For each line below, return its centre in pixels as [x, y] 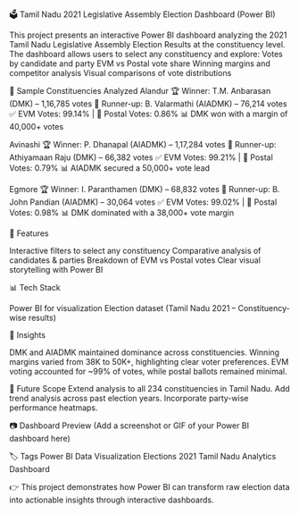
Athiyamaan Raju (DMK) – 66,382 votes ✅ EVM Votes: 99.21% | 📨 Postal [141, 157]
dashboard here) [40, 438]
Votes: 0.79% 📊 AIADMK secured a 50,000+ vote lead [110, 168]
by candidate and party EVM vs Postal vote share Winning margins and [140, 63]
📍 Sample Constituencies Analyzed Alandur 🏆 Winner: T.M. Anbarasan [140, 91]
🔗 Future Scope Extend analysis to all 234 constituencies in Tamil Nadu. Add [149, 388]
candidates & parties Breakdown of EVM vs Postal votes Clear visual [135, 260]
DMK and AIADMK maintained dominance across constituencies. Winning [144, 352]
